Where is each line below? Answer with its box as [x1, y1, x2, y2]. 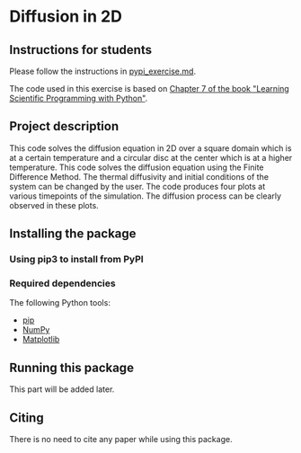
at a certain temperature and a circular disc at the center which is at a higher [9, 152, 293, 163]
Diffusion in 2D [9, 6, 123, 27]
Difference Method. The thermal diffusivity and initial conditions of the [9, 171, 270, 182]
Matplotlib [22, 334, 60, 345]
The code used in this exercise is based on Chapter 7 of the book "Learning [9, 84, 289, 93]
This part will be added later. [9, 384, 115, 395]
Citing [9, 410, 44, 425]
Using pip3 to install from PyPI [9, 253, 144, 266]
